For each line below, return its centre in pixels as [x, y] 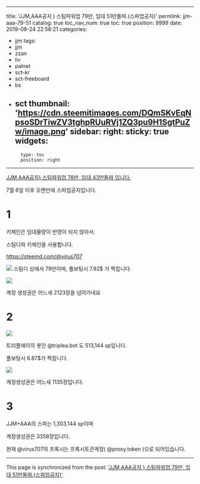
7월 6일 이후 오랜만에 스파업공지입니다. [51, 190]
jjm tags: [25, 41]
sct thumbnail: [42, 104]
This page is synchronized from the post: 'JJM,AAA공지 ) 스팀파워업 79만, [95, 467]
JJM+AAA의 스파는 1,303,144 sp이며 [50, 423]
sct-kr [22, 72]
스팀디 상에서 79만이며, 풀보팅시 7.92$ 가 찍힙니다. [73, 268]
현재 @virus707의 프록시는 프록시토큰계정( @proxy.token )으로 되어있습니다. [96, 449]
